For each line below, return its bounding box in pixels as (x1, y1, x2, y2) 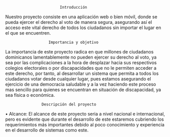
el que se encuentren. (5, 30, 51, 36)
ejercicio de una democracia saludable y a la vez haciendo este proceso (5, 81, 156, 87)
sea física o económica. (5, 92, 55, 98)
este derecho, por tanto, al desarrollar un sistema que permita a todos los (5, 70, 159, 76)
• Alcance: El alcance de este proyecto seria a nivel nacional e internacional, (5, 111, 165, 117)
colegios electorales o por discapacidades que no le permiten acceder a (5, 65, 157, 71)
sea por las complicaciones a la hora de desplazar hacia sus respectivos (5, 60, 157, 66)
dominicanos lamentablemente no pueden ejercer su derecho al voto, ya (5, 54, 157, 60)
